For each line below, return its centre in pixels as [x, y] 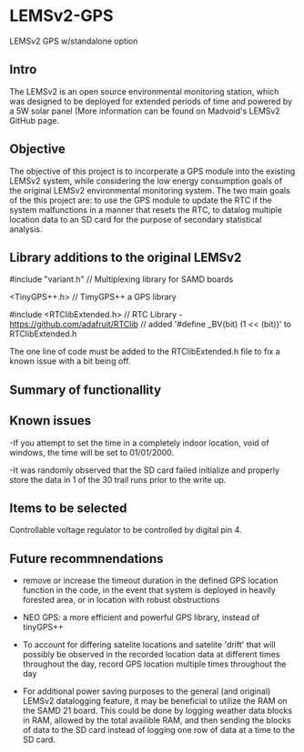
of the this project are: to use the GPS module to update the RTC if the [141, 200]
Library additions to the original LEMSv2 [126, 257]
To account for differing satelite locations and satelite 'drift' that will [149, 645]
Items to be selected [68, 508]
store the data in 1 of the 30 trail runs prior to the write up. [118, 479]
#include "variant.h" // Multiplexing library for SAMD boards [122, 279]
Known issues [51, 421]
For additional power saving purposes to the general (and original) [147, 691]
